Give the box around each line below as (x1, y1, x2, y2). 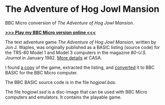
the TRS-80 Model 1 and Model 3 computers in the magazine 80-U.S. (5, 50, 147, 55)
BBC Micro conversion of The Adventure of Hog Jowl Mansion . (5, 20, 134, 26)
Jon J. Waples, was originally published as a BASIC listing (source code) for (5, 44, 161, 50)
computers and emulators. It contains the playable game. (5, 94, 122, 100)
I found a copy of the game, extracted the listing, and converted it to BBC (5, 64, 155, 70)
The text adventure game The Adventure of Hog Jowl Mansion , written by (5, 39, 157, 45)
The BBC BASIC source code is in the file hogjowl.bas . (5, 79, 117, 85)
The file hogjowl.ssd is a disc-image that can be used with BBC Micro (5, 89, 148, 95)
